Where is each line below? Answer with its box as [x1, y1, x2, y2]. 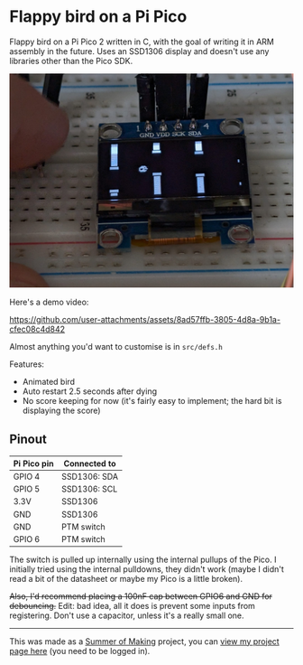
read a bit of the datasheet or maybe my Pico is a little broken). [9, 573, 243, 584]
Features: [9, 359, 45, 370]
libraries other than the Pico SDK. [9, 55, 133, 66]
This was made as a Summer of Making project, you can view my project [9, 635, 280, 647]
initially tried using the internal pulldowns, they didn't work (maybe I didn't [9, 563, 284, 575]
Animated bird [22, 377, 75, 388]
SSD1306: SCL [61, 483, 118, 494]
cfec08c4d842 [9, 323, 66, 335]
